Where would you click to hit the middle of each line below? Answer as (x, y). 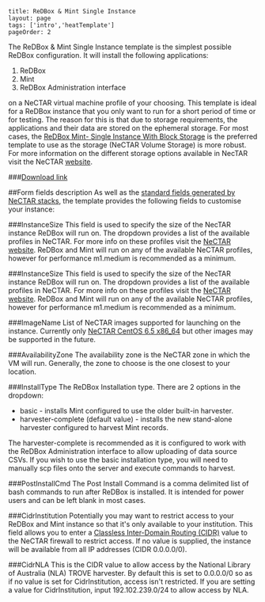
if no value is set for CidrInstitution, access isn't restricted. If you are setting (132, 581)
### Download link (38, 177)
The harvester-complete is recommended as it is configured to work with (127, 443)
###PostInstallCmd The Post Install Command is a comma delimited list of (129, 484)
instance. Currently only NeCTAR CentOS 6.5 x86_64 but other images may (131, 331)
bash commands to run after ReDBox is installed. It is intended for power (126, 492)
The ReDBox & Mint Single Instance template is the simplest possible (120, 47)
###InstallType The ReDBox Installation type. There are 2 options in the (125, 387)
